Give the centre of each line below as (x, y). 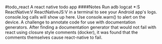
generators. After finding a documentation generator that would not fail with (81, 27)
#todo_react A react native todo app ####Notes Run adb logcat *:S (73, 7)
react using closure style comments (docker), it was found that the (72, 32)
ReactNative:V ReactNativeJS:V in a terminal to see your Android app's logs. (81, 12)
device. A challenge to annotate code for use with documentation (70, 22)
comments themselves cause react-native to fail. (54, 37)
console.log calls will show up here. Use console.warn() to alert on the (75, 17)
